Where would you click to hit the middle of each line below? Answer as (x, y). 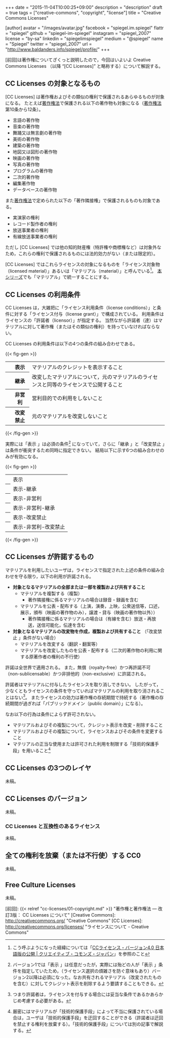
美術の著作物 (26, 139)
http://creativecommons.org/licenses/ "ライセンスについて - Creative (77, 926)
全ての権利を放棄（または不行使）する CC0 (73, 856)
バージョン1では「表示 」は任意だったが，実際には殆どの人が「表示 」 (86, 964)
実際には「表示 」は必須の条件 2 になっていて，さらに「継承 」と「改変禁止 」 (85, 443)
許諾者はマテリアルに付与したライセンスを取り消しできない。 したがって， (83, 684)
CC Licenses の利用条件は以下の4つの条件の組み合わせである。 (71, 344)
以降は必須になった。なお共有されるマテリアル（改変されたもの (95, 977)
